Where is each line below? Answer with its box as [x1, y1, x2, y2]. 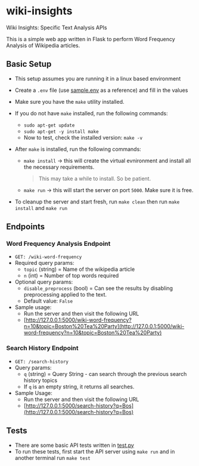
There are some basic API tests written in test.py [14, 442, 134, 449]
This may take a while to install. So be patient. [38, 175, 151, 182]
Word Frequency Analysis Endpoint [6, 240, 111, 248]
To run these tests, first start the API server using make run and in [14, 448, 175, 455]
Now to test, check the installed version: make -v [23, 134, 143, 141]
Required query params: [14, 260, 74, 267]
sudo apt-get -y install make [23, 128, 99, 135]
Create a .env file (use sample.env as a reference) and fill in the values [14, 87, 188, 94]
